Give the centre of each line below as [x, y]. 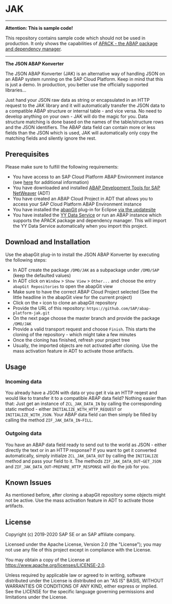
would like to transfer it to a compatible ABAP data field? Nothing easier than [86, 398]
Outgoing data [24, 433]
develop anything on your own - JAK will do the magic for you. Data [77, 116]
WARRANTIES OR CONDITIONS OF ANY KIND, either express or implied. [81, 586]
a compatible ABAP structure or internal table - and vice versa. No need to [84, 111]
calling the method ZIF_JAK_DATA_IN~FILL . [49, 420]
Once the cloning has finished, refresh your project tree [71, 340]
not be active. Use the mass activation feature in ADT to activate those [80, 500]
